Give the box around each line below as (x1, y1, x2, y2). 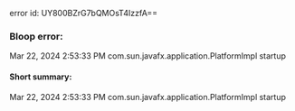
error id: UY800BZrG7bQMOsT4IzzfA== (9, 8, 158, 18)
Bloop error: (9, 30, 63, 42)
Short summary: (9, 71, 72, 82)
